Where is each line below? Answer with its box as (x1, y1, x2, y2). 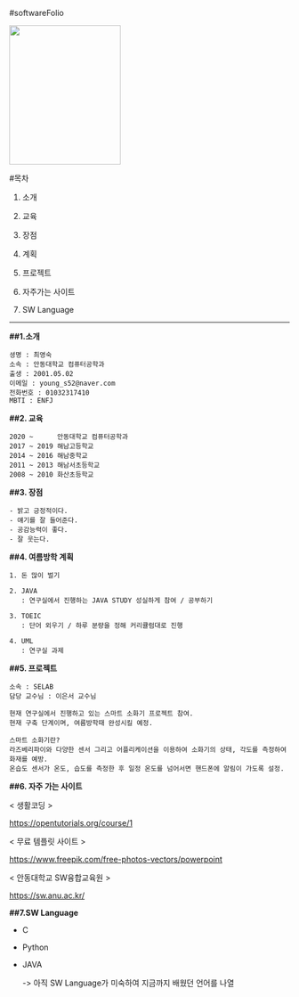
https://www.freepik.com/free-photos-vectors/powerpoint (9, 854, 222, 864)
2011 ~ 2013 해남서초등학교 (9, 461, 101, 470)
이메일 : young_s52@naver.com (9, 379, 116, 388)
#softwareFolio (9, 8, 64, 18)
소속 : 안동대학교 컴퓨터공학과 (9, 360, 105, 369)
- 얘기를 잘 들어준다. (9, 516, 78, 525)
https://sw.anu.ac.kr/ (9, 890, 85, 901)
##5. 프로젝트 (9, 663, 58, 674)
